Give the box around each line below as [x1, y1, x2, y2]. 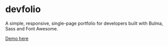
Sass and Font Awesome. [5, 25, 59, 31]
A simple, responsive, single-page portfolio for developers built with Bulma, [5, 20, 163, 26]
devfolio [5, 4, 41, 15]
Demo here [5, 35, 29, 41]
